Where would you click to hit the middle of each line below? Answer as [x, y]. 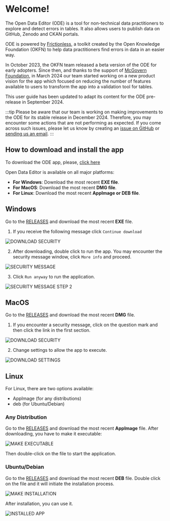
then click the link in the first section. [51, 330]
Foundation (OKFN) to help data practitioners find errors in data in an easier [85, 49]
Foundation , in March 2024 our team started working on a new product [80, 75]
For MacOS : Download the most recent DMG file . [65, 187]
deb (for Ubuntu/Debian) [39, 404]
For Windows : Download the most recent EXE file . [66, 182]
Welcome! [27, 9]
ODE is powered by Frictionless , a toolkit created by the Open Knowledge [83, 44]
